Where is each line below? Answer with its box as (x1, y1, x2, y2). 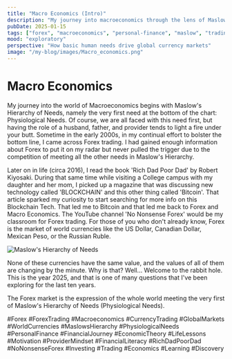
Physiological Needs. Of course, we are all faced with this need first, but (7, 115, 213, 124)
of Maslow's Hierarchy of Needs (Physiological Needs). (7, 301, 165, 309)
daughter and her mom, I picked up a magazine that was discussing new (7, 180, 214, 188)
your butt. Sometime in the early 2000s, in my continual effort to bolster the (7, 130, 222, 139)
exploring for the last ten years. (7, 280, 97, 289)
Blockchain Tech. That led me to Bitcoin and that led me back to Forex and (7, 202, 219, 211)
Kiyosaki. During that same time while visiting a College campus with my (7, 173, 213, 182)
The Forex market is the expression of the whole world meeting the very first (7, 294, 225, 302)
